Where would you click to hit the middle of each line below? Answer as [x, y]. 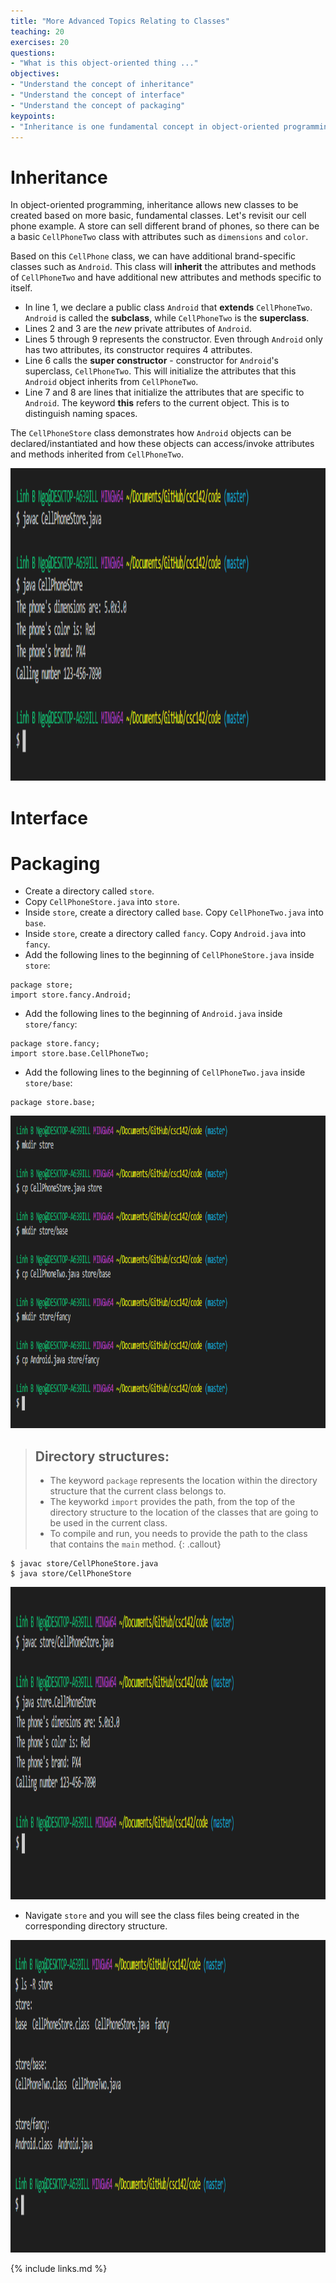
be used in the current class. [108, 1523]
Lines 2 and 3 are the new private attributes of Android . [138, 329]
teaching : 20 [37, 31]
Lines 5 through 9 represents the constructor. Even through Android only [173, 339]
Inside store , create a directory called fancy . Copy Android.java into [165, 934]
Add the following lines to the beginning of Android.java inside [153, 1014]
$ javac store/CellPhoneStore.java [84, 1564]
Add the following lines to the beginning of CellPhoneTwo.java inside [165, 1072]
